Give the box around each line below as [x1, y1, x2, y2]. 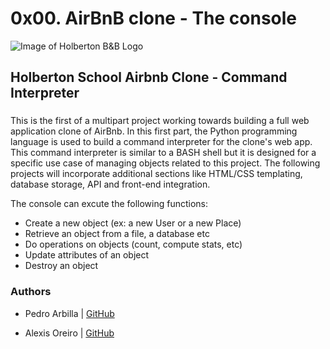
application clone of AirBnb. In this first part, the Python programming [10, 125, 298, 137]
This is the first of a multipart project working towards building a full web [10, 115, 310, 127]
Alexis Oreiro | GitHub [24, 327, 115, 339]
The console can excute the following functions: [10, 198, 209, 210]
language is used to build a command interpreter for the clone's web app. [10, 136, 313, 148]
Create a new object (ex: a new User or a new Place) [24, 217, 242, 229]
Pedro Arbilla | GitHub [24, 307, 115, 319]
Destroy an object [24, 260, 99, 272]
